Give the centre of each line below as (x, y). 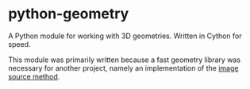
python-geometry (69, 14)
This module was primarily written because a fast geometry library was (124, 60)
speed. (19, 44)
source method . (34, 76)
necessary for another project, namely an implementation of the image (123, 68)
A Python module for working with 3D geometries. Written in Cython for (125, 36)
